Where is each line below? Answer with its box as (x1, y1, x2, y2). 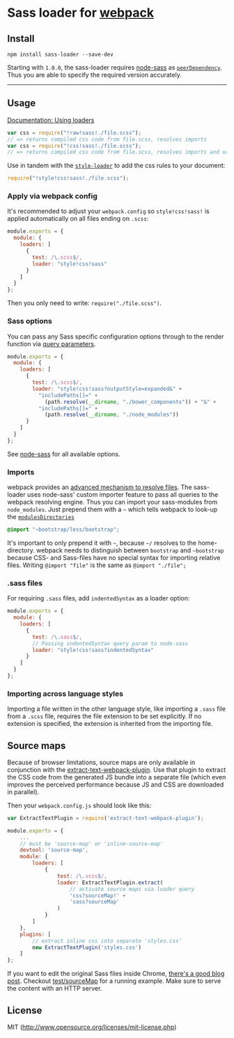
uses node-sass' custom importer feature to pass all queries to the (26, 490, 219, 499)
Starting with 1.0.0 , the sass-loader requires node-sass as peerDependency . (7, 63, 223, 71)
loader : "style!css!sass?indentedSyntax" (32, 646, 155, 653)
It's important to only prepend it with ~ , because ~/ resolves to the (7, 539, 197, 547)
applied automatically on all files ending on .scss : (7, 215, 149, 223)
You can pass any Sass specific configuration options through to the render (7, 332, 224, 341)
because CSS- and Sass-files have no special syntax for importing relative (7, 553, 221, 561)
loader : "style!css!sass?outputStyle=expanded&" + (32, 385, 182, 392)
